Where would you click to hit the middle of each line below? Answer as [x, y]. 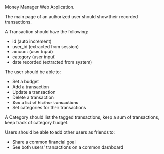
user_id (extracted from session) [46, 46]
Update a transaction [34, 92]
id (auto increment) [32, 41]
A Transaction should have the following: [47, 31]
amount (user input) [32, 52]
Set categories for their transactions [49, 108]
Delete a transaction [33, 97]
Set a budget [26, 81]
